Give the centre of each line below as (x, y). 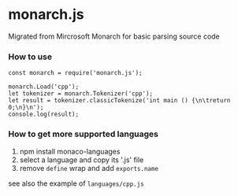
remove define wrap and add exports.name (89, 168)
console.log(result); (44, 115)
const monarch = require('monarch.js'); (76, 73)
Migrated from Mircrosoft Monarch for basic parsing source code (114, 36)
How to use (30, 57)
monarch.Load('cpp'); (44, 87)
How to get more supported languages (84, 134)
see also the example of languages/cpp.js (76, 183)
